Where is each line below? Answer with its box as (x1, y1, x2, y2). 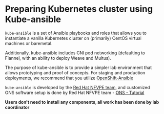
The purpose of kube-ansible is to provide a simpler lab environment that (5, 65, 152, 70)
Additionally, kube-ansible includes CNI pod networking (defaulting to (5, 50, 145, 56)
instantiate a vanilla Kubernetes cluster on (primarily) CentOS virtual (5, 35, 142, 41)
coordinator (5, 104, 30, 110)
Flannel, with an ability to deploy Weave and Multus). (5, 55, 111, 61)
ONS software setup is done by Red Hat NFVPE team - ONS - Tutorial (5, 90, 144, 95)
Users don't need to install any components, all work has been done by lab (5, 99, 159, 105)
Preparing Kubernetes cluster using (5, 3, 153, 15)
